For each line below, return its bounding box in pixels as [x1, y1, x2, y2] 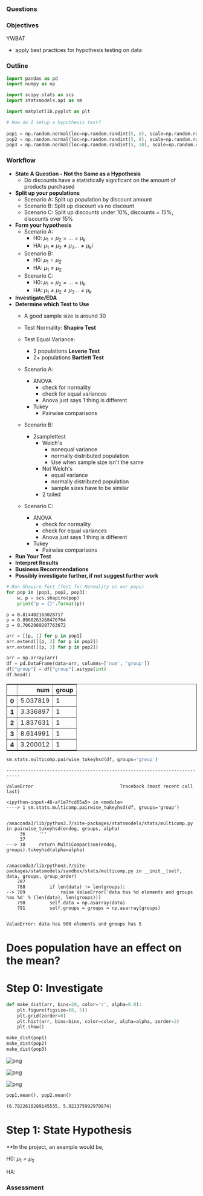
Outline [6, 62, 28, 70]
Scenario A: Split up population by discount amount [24, 195, 152, 203]
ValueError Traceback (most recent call [6, 783, 193, 789]
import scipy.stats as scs [6, 92, 74, 98]
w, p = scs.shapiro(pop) [17, 595, 80, 601]
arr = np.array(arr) [6, 655, 59, 661]
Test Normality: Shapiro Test [24, 324, 97, 332]
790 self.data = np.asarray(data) [17, 900, 126, 906]
